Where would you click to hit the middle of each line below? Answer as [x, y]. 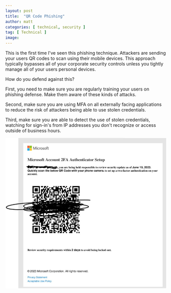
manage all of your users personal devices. [51, 69]
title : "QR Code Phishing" [35, 16]
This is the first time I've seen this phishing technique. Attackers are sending [86, 53]
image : [12, 38]
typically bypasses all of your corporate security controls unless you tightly [84, 64]
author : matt [19, 21]
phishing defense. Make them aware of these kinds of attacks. [71, 94]
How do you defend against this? [40, 79]
